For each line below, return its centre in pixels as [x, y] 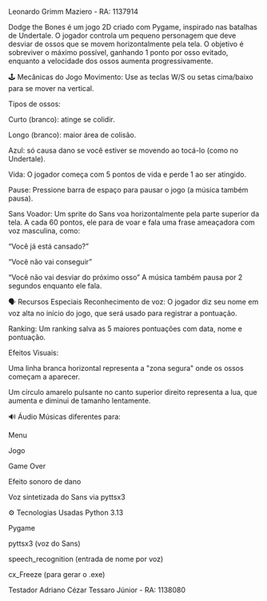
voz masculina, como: [44, 231]
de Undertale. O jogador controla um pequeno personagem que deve [122, 36]
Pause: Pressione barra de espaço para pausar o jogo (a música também [128, 190]
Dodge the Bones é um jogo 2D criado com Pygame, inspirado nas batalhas [133, 27]
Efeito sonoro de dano [45, 482]
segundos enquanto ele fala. [55, 286]
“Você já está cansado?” [49, 246]
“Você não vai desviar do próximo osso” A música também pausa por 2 [126, 277]
